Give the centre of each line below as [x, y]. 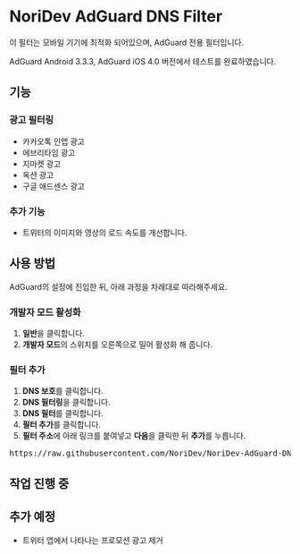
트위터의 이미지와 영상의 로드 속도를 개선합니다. [104, 232]
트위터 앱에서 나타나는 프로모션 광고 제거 [92, 540]
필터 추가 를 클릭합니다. [61, 425]
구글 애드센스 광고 [53, 186]
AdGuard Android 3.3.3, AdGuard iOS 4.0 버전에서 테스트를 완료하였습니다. [143, 61]
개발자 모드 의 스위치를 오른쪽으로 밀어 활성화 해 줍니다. [117, 345]
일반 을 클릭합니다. [53, 334]
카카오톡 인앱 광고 [53, 141]
